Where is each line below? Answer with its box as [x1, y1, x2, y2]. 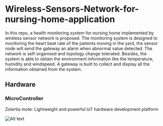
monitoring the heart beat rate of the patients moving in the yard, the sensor [5, 40, 158, 46]
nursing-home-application [5, 14, 115, 25]
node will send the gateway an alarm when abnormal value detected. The [5, 45, 153, 51]
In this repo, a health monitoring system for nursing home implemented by [5, 30, 154, 36]
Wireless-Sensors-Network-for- [5, 3, 139, 15]
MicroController [5, 95, 44, 102]
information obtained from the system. [5, 66, 82, 72]
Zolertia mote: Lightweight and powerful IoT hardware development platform [5, 106, 159, 112]
